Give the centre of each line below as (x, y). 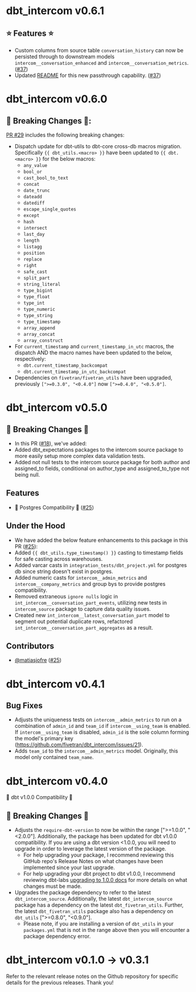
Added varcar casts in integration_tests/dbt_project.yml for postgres (101, 565)
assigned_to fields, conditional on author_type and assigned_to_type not (102, 468)
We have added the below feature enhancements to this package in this (101, 540)
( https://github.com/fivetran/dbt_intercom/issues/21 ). (79, 745)
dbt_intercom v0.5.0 (57, 408)
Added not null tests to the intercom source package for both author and (102, 462)
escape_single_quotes (50, 209)
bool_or (33, 172)
